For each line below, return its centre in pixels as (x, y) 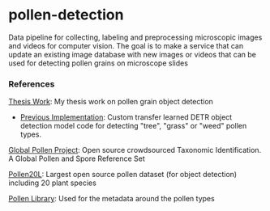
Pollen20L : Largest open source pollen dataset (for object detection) (123, 175)
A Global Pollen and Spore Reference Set (77, 158)
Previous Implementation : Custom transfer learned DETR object (126, 117)
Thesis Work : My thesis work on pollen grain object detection (111, 102)
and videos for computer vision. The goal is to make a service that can (126, 45)
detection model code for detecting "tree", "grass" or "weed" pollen (133, 126)
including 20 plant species (53, 183)
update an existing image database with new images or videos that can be (133, 54)
